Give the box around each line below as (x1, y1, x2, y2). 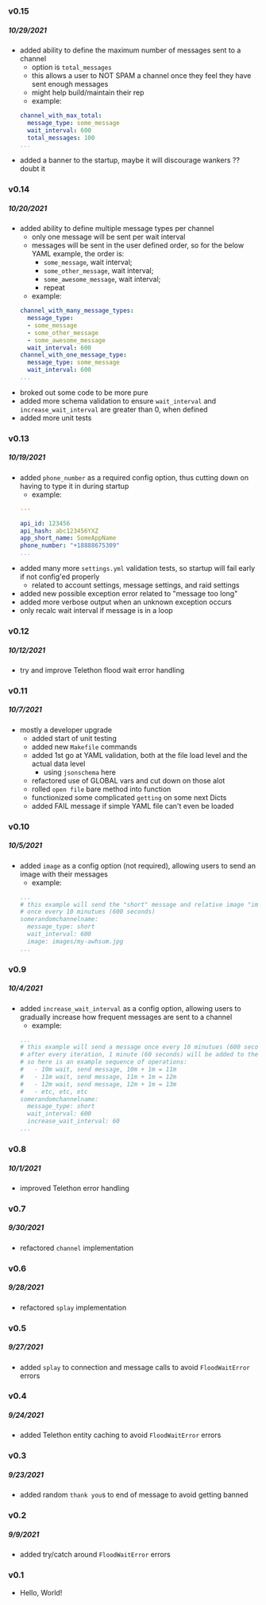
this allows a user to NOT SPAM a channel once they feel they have (31, 70, 252, 80)
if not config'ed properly (19, 572, 100, 582)
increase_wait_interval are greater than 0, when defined (19, 404, 208, 414)
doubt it (19, 164, 46, 174)
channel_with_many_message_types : (19, 307, 134, 315)
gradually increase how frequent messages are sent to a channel (19, 1012, 233, 1021)
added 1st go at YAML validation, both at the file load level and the (31, 750, 248, 760)
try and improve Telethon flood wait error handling (19, 665, 185, 674)
